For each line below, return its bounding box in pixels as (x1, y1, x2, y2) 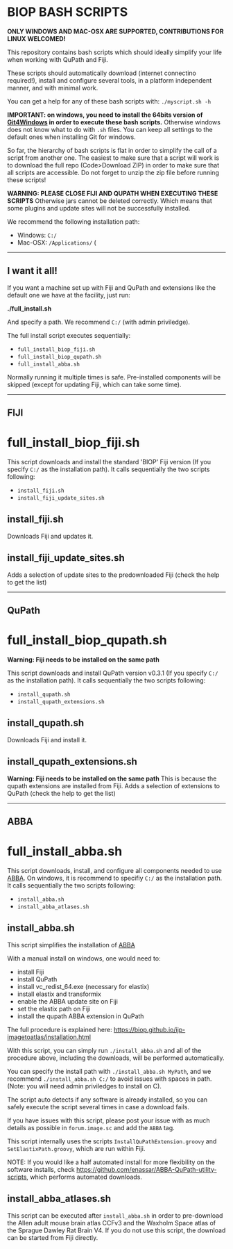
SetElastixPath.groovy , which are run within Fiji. (7, 1144, 146, 1152)
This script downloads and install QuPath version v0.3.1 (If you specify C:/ (7, 669, 218, 678)
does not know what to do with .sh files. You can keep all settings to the (7, 125, 213, 133)
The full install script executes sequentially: (7, 331, 131, 339)
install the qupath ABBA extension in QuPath (17, 1012, 144, 1020)
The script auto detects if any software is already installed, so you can (7, 1095, 208, 1104)
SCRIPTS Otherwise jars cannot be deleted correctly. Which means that (7, 196, 213, 205)
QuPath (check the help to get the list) (7, 789, 116, 797)
